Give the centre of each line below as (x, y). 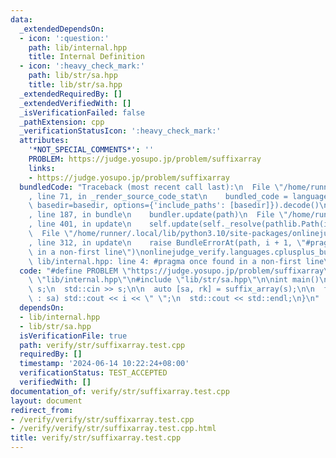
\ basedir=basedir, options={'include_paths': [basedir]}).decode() (174, 206)
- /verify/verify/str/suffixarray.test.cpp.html (113, 429)
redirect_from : (42, 410)
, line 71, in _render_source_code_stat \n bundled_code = (158, 196)
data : (21, 19)
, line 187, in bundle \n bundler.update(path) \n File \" (158, 215)
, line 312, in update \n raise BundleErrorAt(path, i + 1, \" (167, 242)
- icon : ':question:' (64, 38)
